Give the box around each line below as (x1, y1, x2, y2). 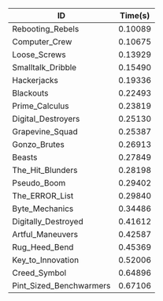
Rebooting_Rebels (12, 24, 80, 34)
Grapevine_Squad (12, 126, 79, 137)
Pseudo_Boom (12, 178, 66, 188)
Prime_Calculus (12, 100, 69, 111)
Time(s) (119, 10, 150, 21)
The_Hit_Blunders (12, 165, 78, 175)
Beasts (12, 152, 38, 163)
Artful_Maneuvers (12, 229, 79, 239)
